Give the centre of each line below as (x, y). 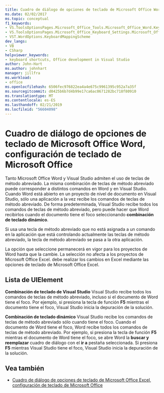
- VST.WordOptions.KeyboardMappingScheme (48, 37)
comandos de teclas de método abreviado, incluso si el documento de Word (82, 297)
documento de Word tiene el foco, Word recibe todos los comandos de (76, 327)
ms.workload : (18, 78)
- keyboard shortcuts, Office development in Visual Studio (68, 60)
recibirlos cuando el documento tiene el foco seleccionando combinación (79, 214)
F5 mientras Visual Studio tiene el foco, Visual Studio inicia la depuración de (82, 348)
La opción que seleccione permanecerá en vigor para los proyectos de (76, 249)
